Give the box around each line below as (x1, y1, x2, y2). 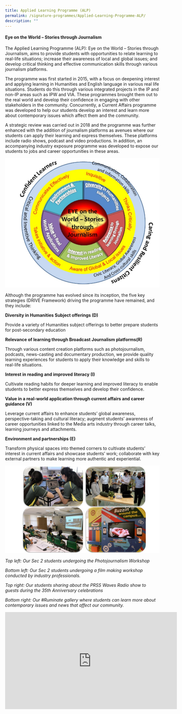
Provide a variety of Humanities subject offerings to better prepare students (5, 321, 158, 327)
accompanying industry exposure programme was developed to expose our (5, 143, 158, 149)
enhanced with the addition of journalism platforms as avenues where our (5, 127, 154, 133)
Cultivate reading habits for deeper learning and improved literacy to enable (5, 381, 158, 387)
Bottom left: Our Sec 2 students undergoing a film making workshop (5, 568, 143, 573)
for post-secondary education (5, 327, 66, 333)
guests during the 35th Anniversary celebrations (5, 587, 103, 594)
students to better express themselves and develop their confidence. (5, 386, 145, 392)
